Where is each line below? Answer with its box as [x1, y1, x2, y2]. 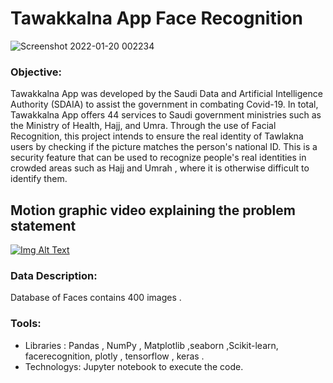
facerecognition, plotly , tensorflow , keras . [24, 350, 205, 362]
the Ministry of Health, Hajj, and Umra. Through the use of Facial [10, 120, 277, 132]
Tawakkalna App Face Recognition [10, 7, 303, 30]
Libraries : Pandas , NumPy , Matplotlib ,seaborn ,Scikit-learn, [24, 339, 279, 351]
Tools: [10, 317, 42, 331]
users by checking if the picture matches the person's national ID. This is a [10, 141, 318, 153]
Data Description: [10, 268, 98, 282]
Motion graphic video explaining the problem [10, 202, 296, 219]
